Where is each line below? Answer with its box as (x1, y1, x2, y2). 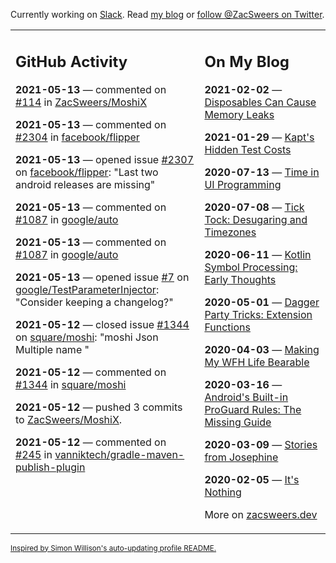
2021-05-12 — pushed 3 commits (15, 400, 183, 414)
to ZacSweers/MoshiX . (15, 412, 123, 426)
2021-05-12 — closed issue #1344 (15, 317, 190, 331)
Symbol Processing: (204, 260, 298, 274)
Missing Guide (204, 415, 272, 429)
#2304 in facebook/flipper (15, 130, 140, 144)
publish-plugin (15, 460, 86, 474)
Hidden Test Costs (204, 142, 292, 156)
